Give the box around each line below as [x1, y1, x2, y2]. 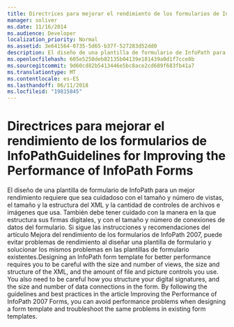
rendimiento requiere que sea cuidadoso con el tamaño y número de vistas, [7, 194, 224, 202]
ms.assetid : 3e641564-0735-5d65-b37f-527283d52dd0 [7, 43, 157, 50]
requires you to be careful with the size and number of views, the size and [7, 260, 220, 269]
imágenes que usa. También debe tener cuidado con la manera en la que [7, 208, 217, 217]
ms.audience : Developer [7, 29, 77, 37]
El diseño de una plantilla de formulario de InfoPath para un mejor [7, 186, 195, 194]
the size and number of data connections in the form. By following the [7, 282, 208, 291]
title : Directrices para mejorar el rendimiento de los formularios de [7, 10, 219, 17]
